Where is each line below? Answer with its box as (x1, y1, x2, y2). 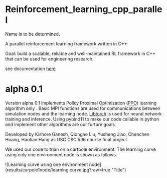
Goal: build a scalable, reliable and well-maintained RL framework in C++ (5, 50, 156, 56)
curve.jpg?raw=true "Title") (69, 166, 126, 172)
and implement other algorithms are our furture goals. (5, 121, 116, 127)
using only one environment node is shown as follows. (5, 151, 117, 157)
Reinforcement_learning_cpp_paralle (5, 4, 162, 15)
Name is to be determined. (5, 31, 60, 37)
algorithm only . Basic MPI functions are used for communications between (5, 105, 160, 111)
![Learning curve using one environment (5, 161, 88, 167)
